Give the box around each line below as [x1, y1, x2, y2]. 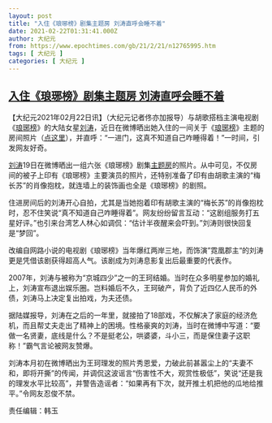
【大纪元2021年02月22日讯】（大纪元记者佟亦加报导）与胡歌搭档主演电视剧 [8, 112, 260, 122]
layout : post [8, 11, 53, 20]
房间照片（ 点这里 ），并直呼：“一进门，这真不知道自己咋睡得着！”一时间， [8, 132, 253, 142]
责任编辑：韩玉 [8, 405, 58, 415]
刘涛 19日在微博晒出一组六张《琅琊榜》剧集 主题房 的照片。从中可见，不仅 [8, 160, 251, 170]
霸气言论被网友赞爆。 [25, 340, 97, 350]
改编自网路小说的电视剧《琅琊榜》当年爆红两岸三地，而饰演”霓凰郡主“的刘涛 [8, 245, 264, 255]
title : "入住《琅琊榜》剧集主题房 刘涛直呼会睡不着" [8, 19, 166, 28]
